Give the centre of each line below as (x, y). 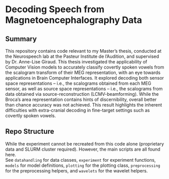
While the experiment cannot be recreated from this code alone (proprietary (84, 144)
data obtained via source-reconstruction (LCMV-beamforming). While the (82, 94)
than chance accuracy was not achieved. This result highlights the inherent (84, 105)
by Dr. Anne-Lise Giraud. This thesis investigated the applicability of (76, 62)
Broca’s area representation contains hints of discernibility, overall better (81, 99)
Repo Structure (30, 132)
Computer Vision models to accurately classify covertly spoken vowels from (85, 67)
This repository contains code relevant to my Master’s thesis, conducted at (83, 51)
